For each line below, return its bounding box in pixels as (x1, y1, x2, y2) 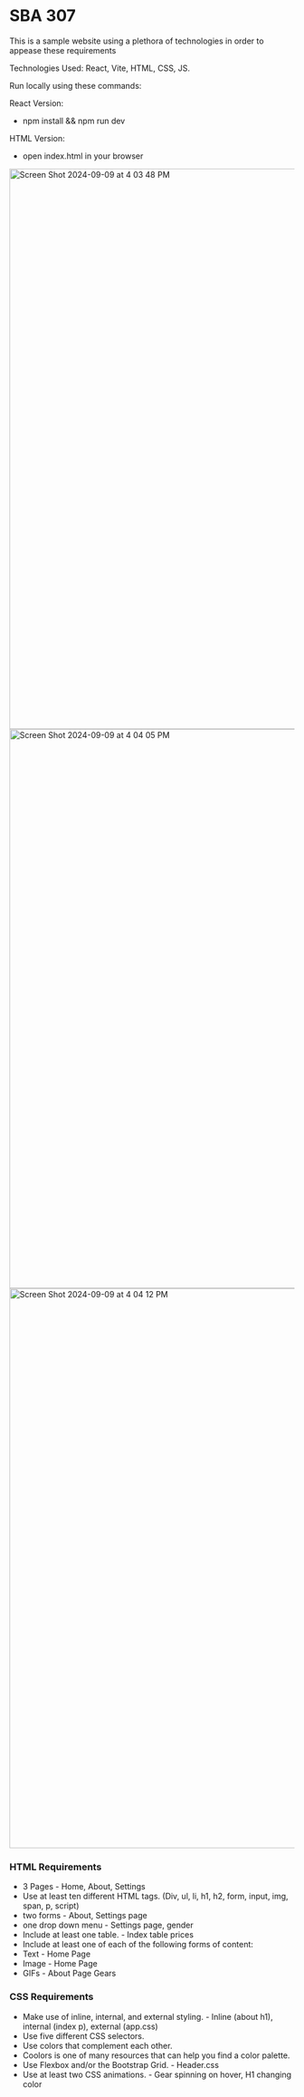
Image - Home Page (22, 1958, 98, 1969)
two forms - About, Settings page (22, 1910, 147, 1921)
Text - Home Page (22, 1948, 91, 1959)
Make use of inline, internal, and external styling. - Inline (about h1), (22, 2011, 273, 2022)
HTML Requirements (9, 1860, 102, 1873)
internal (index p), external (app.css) (22, 2021, 158, 2032)
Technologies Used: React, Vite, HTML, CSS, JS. (9, 63, 191, 73)
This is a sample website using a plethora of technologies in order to (9, 35, 264, 46)
